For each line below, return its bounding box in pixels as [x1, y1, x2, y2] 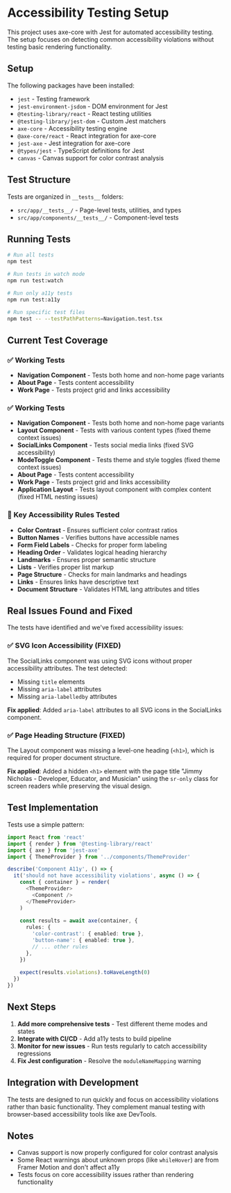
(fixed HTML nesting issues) [17, 493, 99, 501]
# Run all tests [7, 252, 54, 258]
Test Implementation [7, 802, 99, 814]
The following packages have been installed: [7, 81, 135, 90]
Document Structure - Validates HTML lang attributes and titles [17, 585, 200, 593]
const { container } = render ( [19, 879, 110, 886]
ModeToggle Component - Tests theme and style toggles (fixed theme [17, 456, 221, 464]
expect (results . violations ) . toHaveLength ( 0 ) [19, 969, 151, 976]
